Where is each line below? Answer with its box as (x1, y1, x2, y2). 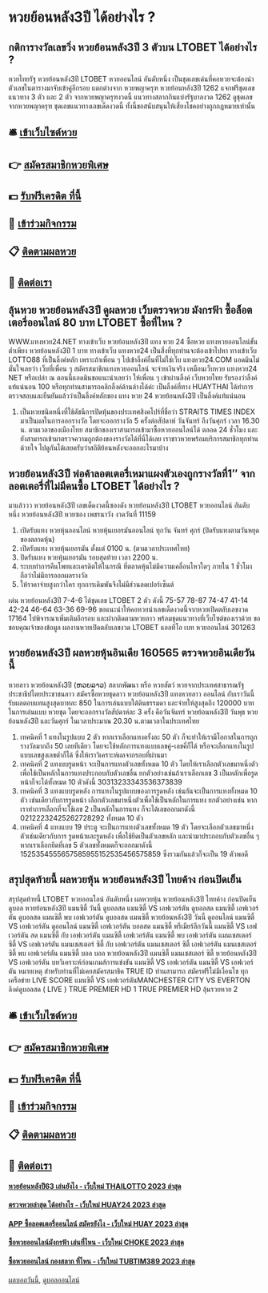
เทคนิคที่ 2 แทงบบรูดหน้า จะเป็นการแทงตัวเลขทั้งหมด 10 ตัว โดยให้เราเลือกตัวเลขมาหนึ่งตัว (19, 759, 258, 769)
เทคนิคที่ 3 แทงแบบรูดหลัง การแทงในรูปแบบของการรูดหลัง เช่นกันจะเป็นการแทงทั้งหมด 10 (19, 785, 258, 796)
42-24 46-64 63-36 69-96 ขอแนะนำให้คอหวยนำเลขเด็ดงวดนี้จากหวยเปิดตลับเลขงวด (8, 604, 249, 614)
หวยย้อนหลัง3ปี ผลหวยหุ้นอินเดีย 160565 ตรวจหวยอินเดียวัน (8, 646, 255, 660)
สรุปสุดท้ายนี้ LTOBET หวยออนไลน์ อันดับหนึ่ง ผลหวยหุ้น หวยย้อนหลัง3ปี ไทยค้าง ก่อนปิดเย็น (8, 893, 257, 904)
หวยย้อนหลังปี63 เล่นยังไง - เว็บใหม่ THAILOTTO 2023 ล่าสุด (8, 1181, 182, 1191)
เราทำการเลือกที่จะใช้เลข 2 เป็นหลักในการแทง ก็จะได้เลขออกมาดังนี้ (19, 804, 196, 813)
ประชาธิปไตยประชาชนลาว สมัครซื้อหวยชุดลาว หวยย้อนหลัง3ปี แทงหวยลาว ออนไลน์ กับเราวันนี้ (8, 689, 254, 698)
